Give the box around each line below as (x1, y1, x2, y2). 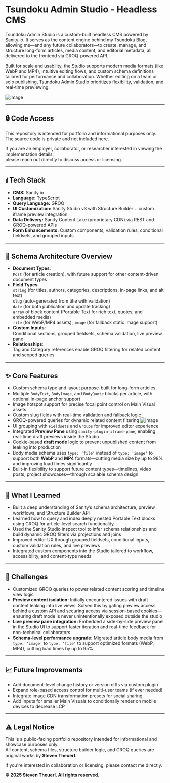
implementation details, (5, 151, 54, 157)
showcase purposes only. (5, 741, 59, 748)
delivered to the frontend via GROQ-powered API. (5, 52, 109, 59)
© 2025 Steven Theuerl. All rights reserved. (5, 772, 100, 778)
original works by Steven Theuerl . (5, 752, 77, 759)
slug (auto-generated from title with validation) (12, 298, 110, 304)
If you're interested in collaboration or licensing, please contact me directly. (5, 762, 163, 768)
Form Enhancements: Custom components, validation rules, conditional (12, 227, 163, 233)
